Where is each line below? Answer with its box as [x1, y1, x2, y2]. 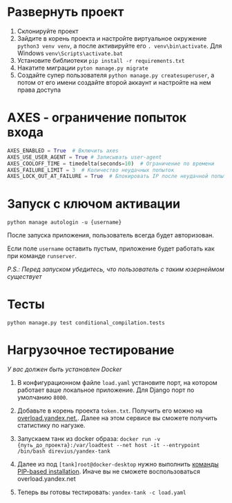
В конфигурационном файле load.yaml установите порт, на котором [17, 379, 217, 387]
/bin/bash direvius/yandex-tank [17, 448, 110, 455]
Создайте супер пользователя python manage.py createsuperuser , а [17, 70, 215, 79]
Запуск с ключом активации [7, 196, 181, 212]
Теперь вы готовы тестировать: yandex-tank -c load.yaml [17, 488, 186, 497]
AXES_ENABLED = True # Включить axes [7, 147, 119, 154]
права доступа [17, 86, 61, 94]
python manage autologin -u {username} [7, 219, 122, 226]
